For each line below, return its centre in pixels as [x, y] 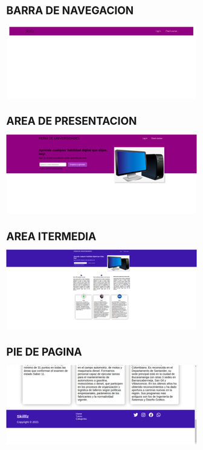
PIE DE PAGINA [44, 352]
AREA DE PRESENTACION [72, 121]
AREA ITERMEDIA [51, 236]
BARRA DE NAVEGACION [70, 11]
